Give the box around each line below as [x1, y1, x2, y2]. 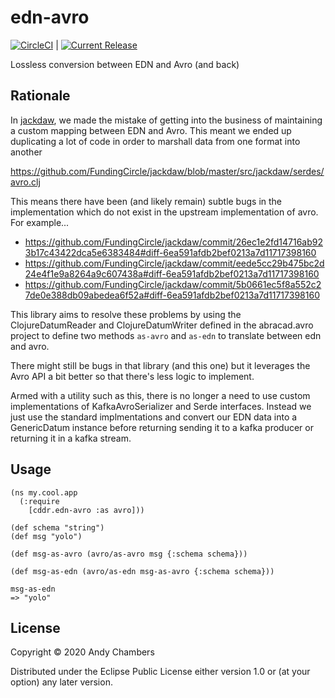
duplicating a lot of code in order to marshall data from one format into [10, 135, 301, 147]
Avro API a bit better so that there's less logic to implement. [10, 370, 255, 382]
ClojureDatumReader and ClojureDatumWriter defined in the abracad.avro [10, 319, 314, 331]
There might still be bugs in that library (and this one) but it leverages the [10, 359, 311, 371]
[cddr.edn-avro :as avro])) [28, 505, 145, 515]
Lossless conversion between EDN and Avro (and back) [10, 58, 240, 70]
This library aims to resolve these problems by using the [10, 308, 242, 320]
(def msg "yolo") [10, 531, 83, 541]
